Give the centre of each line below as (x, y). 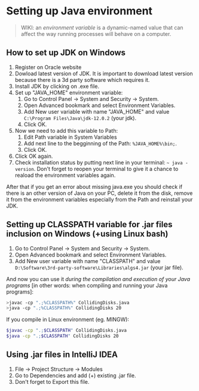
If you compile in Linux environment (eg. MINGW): (68, 320)
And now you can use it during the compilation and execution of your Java (98, 279)
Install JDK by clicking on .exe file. (57, 86)
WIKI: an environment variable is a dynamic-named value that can (102, 28)
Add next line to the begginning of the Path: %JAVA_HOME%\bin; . (100, 143)
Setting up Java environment (79, 11)
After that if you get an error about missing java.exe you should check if (94, 187)
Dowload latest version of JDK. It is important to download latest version (104, 74)
